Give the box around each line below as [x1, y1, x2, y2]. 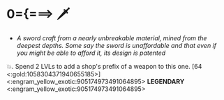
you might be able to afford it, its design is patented [16, 49, 166, 57]
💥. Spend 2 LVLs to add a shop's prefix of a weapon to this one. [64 [6, 62, 202, 70]
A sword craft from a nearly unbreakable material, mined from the [16, 33, 207, 42]
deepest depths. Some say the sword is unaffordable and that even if [16, 41, 217, 49]
